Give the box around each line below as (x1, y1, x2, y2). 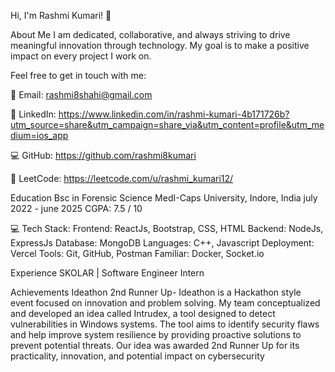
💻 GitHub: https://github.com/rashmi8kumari (10, 150, 197, 161)
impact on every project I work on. (10, 50, 152, 62)
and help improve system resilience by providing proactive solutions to (10, 329, 302, 340)
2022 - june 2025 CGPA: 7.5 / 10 (10, 203, 143, 214)
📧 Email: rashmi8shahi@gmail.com (10, 89, 153, 100)
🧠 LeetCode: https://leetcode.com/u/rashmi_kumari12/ (10, 173, 234, 184)
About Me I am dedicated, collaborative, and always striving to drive (10, 29, 291, 40)
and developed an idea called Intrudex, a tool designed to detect (10, 308, 276, 319)
